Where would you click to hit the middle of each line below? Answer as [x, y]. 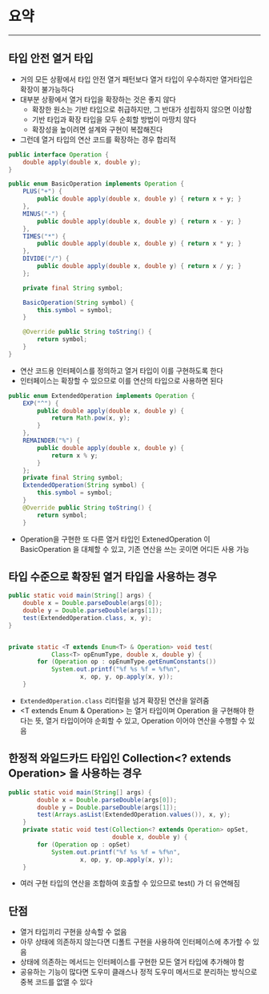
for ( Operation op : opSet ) [84, 844]
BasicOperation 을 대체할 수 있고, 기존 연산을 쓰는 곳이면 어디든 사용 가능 [134, 549]
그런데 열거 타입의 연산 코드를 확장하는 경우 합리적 [98, 139]
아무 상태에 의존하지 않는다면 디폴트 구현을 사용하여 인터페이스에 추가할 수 [135, 942]
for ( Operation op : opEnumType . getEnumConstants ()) [127, 662]
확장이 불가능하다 [47, 89]
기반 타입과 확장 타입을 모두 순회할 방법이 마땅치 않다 [114, 119]
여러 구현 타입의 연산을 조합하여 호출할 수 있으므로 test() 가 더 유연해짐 [130, 883]
